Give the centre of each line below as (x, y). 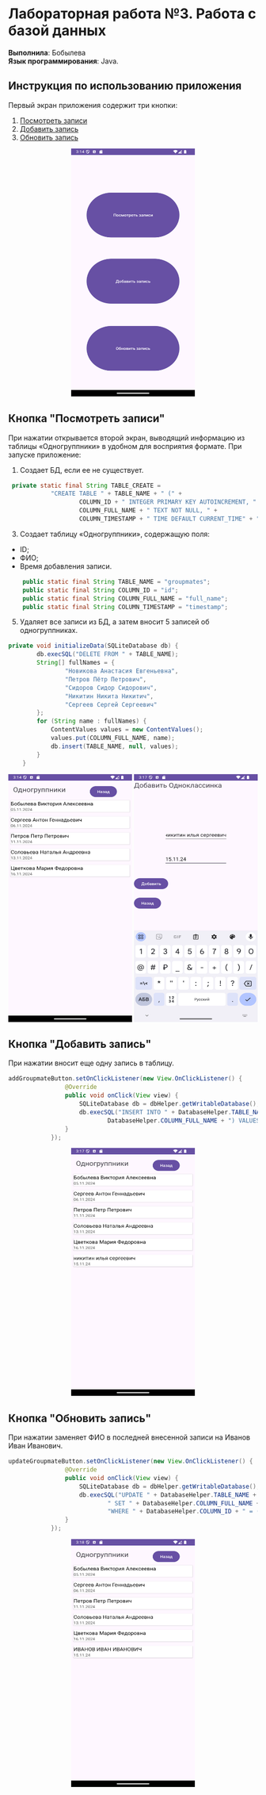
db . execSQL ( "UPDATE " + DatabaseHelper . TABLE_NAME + (168, 1495)
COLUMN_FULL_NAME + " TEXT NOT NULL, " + (148, 511)
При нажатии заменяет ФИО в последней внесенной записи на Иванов (129, 1437)
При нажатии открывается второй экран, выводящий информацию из (127, 438)
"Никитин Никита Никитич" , (109, 696)
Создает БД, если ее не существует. (82, 470)
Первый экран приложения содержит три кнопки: (93, 105)
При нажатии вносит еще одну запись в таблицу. (91, 1063)
